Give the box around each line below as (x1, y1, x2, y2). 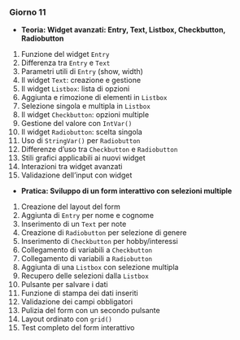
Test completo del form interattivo (20, 323, 135, 333)
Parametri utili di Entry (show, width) (20, 67, 143, 76)
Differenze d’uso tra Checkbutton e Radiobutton (20, 145, 178, 155)
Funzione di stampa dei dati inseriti (20, 288, 138, 299)
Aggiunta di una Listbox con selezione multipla (20, 263, 179, 272)
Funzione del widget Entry (20, 50, 110, 59)
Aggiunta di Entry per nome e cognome (20, 211, 154, 220)
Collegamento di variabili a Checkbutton (20, 245, 153, 255)
